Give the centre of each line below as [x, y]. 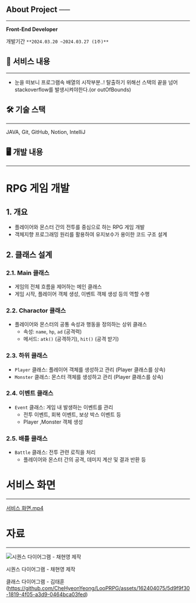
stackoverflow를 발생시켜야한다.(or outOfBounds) [73, 89]
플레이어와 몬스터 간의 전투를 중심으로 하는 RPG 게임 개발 [79, 227]
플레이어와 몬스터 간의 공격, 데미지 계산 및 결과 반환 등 [85, 460]
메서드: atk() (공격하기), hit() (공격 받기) [71, 339]
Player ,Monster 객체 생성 [53, 422]
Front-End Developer [32, 29]
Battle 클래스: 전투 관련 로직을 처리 [55, 452]
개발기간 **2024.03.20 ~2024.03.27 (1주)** [57, 41]
